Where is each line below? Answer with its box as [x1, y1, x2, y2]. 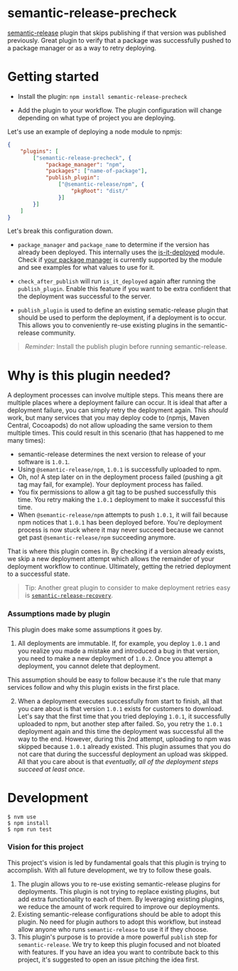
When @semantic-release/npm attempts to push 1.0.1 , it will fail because [17, 510, 229, 519]
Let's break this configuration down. [7, 226, 114, 236]
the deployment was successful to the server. [17, 292, 151, 300]
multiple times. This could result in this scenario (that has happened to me [7, 429, 224, 437]
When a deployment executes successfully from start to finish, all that [17, 696, 222, 705]
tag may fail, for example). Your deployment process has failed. [17, 481, 204, 489]
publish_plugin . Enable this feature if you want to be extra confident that [17, 285, 231, 293]
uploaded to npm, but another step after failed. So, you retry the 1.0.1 [17, 719, 223, 728]
